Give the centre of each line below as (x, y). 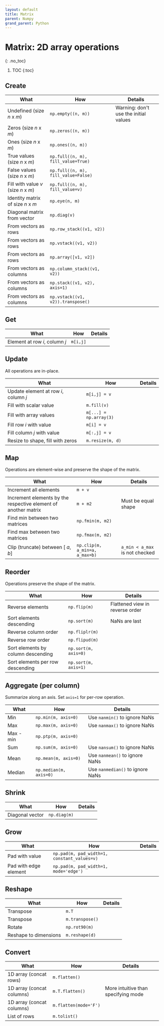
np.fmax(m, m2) (94, 535)
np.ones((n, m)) (69, 145)
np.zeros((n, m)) (70, 131)
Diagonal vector (26, 815)
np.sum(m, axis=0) (57, 747)
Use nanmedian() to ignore (118, 770)
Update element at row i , (36, 391)
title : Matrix (20, 14)
